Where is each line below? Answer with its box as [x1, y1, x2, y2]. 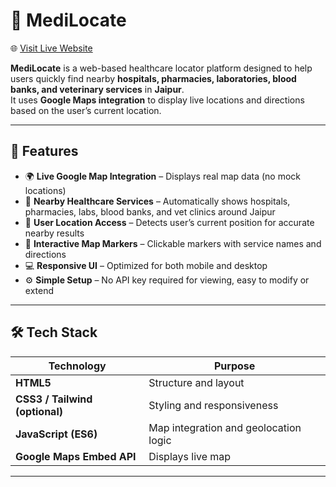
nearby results [24, 227, 85, 239]
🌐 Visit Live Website [10, 42, 93, 54]
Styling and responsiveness [148, 398, 279, 412]
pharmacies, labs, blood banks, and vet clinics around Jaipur [24, 205, 276, 218]
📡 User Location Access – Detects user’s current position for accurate [24, 216, 315, 228]
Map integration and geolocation [148, 420, 302, 434]
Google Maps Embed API [15, 449, 137, 463]
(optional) [15, 404, 63, 418]
